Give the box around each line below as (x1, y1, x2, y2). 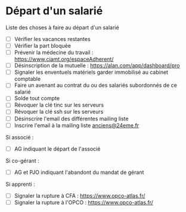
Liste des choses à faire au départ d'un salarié (5, 24, 120, 31)
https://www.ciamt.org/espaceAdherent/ (14, 55, 114, 63)
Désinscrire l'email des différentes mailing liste (14, 115, 129, 122)
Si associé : (5, 133, 34, 141)
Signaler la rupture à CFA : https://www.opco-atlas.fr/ (14, 192, 145, 199)
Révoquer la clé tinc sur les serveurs (14, 101, 104, 108)
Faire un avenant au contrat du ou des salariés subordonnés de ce (14, 82, 177, 89)
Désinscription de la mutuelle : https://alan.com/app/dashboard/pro (14, 62, 180, 69)
